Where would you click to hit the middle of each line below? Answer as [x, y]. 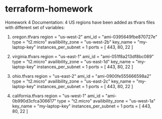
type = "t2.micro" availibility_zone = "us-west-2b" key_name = [74, 42]
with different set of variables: [35, 27]
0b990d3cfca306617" [34, 101]
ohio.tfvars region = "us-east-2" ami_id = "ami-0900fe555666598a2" [81, 76]
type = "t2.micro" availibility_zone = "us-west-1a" [106, 101]
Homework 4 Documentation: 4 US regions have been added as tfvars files [80, 22]
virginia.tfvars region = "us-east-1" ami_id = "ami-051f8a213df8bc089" [83, 56]
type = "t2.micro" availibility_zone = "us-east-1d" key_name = [73, 61]
